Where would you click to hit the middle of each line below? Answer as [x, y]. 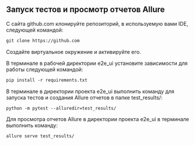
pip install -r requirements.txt [47, 80]
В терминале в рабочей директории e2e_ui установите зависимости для [97, 63]
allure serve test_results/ [40, 136]
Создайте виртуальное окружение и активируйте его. [74, 51]
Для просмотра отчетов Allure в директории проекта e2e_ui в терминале [97, 119]
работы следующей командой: [45, 69]
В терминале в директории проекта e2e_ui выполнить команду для [90, 91]
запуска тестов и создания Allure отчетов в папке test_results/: [84, 97]
